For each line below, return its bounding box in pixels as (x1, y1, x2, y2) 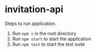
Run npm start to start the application (12, 36, 91, 42)
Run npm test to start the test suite (12, 41, 85, 47)
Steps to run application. (5, 20, 57, 27)
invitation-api (5, 4, 63, 15)
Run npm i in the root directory (12, 30, 77, 36)
